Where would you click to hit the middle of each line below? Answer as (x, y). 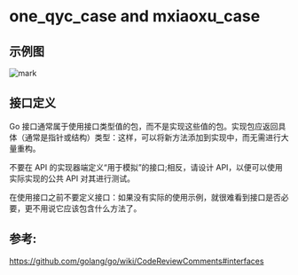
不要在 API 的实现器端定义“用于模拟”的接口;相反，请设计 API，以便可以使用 (146, 167)
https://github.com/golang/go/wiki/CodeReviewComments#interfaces (137, 261)
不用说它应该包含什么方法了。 (87, 208)
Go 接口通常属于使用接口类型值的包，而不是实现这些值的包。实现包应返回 (144, 126)
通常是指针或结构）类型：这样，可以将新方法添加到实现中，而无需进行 (153, 137)
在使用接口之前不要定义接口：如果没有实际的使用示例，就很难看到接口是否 (145, 197)
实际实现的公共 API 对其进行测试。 (72, 178)
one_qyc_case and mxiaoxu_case (135, 16)
